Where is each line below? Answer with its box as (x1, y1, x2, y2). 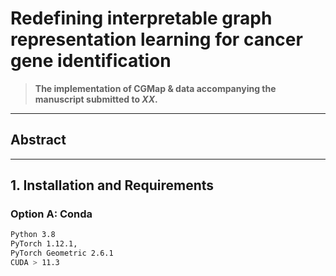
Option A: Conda (10, 207, 93, 221)
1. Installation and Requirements (10, 177, 215, 194)
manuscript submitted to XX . (34, 93, 158, 105)
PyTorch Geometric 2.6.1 (10, 248, 114, 259)
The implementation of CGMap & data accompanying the (34, 82, 277, 94)
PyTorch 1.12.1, (10, 239, 78, 249)
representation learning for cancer (10, 28, 303, 51)
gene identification (10, 50, 172, 72)
